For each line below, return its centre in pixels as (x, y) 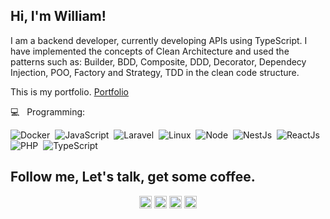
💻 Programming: (48, 111)
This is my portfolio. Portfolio (69, 91)
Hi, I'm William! (58, 16)
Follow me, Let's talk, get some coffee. (133, 177)
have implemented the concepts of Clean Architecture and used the (150, 51)
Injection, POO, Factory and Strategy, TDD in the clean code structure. (155, 72)
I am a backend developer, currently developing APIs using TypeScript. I (159, 40)
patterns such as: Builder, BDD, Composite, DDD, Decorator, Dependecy (158, 61)
